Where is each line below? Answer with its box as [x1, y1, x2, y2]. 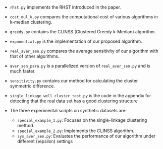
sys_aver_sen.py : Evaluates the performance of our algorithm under [17, 133, 156, 139]
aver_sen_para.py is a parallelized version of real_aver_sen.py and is [9, 63, 151, 69]
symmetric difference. [9, 83, 55, 89]
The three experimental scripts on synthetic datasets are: [9, 108, 127, 113]
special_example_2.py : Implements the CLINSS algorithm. [17, 128, 135, 134]
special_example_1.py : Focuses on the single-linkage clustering [17, 117, 147, 123]
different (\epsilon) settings [17, 139, 73, 144]
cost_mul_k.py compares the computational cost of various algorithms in [9, 14, 158, 19]
